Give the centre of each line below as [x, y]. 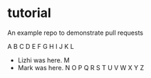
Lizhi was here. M [43, 60]
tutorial [29, 13]
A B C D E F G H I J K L [41, 46]
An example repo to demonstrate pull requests [75, 33]
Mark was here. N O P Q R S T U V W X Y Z [81, 67]
